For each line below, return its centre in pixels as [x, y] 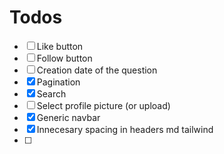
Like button [60, 46]
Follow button [64, 58]
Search [51, 93]
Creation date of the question [97, 70]
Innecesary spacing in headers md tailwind [125, 129]
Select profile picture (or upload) [103, 105]
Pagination [58, 82]
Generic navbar [68, 117]
